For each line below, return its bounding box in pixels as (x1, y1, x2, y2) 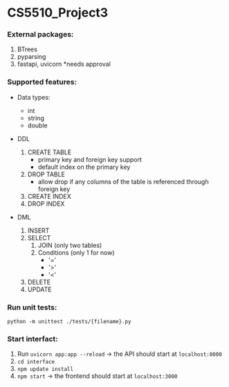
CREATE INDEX (27, 192, 71, 200)
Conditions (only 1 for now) (37, 248, 116, 257)
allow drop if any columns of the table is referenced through (37, 177, 209, 186)
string (27, 114, 45, 122)
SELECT (27, 233, 51, 242)
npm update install (17, 366, 74, 373)
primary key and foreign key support (37, 155, 142, 163)
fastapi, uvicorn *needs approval (17, 60, 111, 69)
